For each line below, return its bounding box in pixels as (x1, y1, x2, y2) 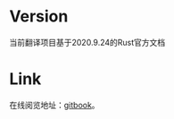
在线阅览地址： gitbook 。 (9, 99, 100, 110)
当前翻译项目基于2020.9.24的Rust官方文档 (9, 37, 166, 47)
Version (9, 6, 69, 27)
